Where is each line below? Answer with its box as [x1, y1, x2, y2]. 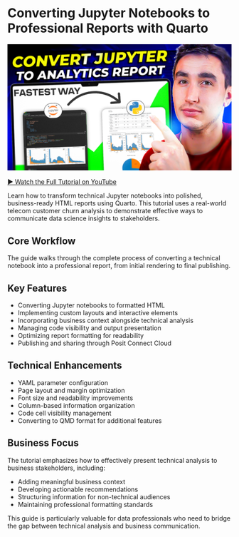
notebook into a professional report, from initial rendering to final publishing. [7, 262, 231, 270]
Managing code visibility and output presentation [17, 324, 161, 332]
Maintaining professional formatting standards [17, 500, 154, 508]
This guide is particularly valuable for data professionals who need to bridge [7, 513, 231, 522]
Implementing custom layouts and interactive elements [17, 309, 179, 317]
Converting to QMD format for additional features [17, 416, 162, 425]
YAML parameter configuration [17, 378, 109, 387]
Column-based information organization [17, 401, 135, 409]
